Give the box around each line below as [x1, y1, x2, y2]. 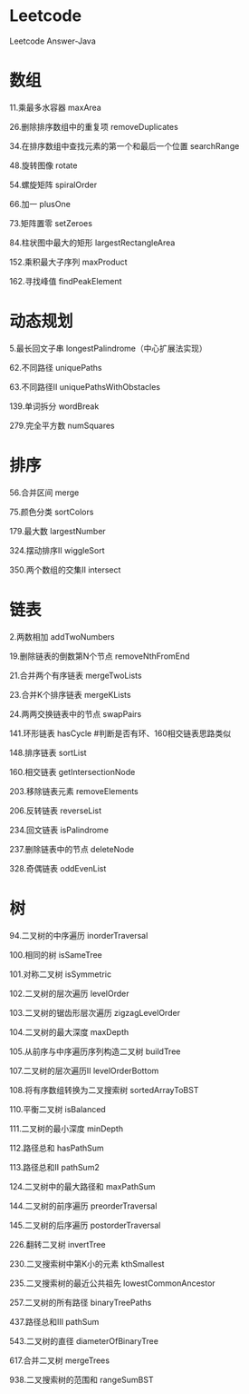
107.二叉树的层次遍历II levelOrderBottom [9, 1065, 159, 1076]
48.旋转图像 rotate [9, 160, 78, 171]
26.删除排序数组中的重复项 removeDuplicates [9, 121, 178, 132]
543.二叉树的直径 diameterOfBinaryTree [9, 1335, 158, 1346]
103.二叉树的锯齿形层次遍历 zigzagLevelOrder [9, 1007, 181, 1018]
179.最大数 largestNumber [9, 525, 106, 536]
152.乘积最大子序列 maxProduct [9, 256, 129, 267]
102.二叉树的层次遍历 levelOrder [9, 988, 129, 999]
